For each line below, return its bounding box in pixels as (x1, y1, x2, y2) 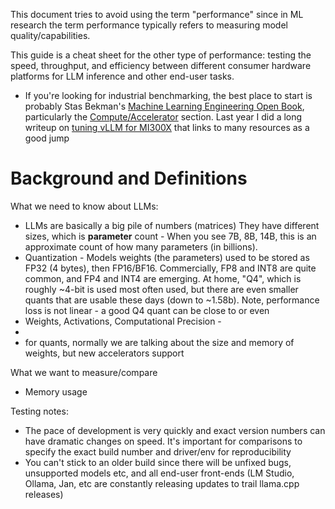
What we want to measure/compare (10, 366, 158, 378)
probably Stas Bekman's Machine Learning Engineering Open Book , (24, 100, 305, 112)
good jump (24, 132, 70, 144)
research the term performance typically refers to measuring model (10, 19, 288, 31)
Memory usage (24, 385, 88, 398)
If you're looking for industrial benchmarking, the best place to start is (24, 90, 313, 101)
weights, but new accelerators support (24, 347, 185, 359)
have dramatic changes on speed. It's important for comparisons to (24, 435, 303, 447)
